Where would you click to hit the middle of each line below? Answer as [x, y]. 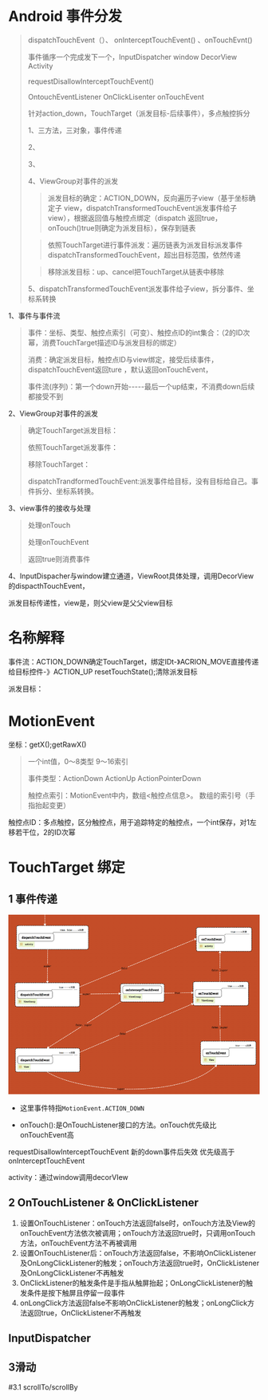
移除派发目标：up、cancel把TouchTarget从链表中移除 [136, 271]
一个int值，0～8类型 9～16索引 [78, 761]
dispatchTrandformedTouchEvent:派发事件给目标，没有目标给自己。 [140, 481]
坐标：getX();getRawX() [47, 744]
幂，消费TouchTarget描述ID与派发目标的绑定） [104, 342]
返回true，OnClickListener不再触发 [84, 1312]
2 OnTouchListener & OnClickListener [104, 1203]
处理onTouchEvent [58, 542]
